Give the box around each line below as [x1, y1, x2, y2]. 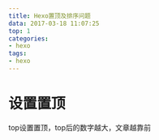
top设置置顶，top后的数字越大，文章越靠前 [8, 122, 152, 132]
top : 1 [8, 27, 31, 35]
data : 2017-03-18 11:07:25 [8, 19, 100, 28]
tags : [8, 49, 27, 57]
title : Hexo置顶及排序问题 [8, 11, 91, 20]
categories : [8, 34, 49, 43]
